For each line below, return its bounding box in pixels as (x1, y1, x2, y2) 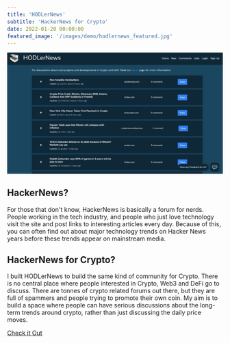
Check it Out (7, 329, 42, 338)
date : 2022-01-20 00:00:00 (7, 25, 84, 32)
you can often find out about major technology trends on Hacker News (7, 227, 207, 235)
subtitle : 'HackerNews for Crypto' (7, 18, 109, 25)
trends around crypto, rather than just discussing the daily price (21, 308, 202, 317)
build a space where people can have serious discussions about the (7, 301, 199, 310)
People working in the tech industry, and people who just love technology (7, 212, 214, 221)
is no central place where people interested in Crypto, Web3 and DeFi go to (7, 279, 220, 288)
